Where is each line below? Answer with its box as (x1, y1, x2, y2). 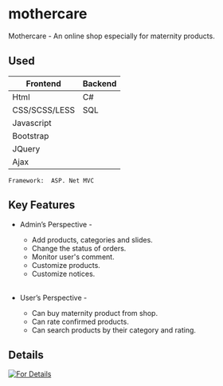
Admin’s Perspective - (19, 219, 93, 229)
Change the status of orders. (31, 243, 127, 253)
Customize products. (31, 260, 101, 270)
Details (8, 348, 44, 361)
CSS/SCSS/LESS (12, 104, 76, 116)
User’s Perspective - (19, 293, 88, 302)
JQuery (12, 143, 41, 154)
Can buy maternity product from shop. (31, 308, 158, 317)
